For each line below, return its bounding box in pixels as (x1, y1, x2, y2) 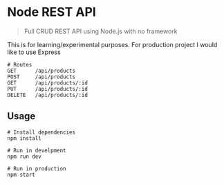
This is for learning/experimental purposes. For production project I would (7, 40, 218, 49)
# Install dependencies (7, 129, 76, 136)
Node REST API (7, 4, 97, 20)
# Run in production (7, 165, 67, 172)
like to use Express (7, 48, 61, 56)
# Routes (7, 61, 32, 68)
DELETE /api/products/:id (7, 91, 88, 98)
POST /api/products (7, 73, 76, 80)
